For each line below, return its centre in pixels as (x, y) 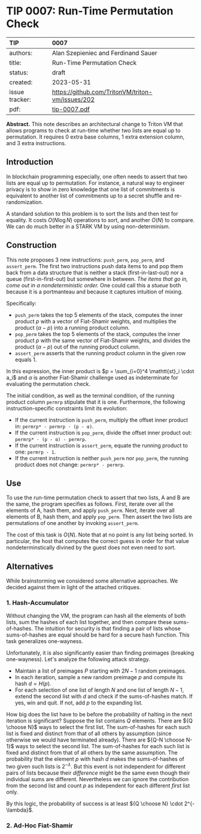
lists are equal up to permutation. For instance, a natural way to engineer (96, 183)
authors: (21, 53)
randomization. (25, 202)
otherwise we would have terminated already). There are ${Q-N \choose (95, 740)
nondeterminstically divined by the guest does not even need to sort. (91, 548)
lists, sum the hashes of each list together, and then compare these (89, 622)
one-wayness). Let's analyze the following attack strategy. (78, 659)
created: (21, 82)
